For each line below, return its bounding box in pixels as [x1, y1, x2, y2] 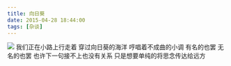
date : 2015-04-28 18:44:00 [7, 17, 86, 24]
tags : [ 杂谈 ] [7, 23, 43, 30]
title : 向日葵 [7, 10, 45, 17]
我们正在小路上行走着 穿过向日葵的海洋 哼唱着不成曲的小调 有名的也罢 [15, 43, 216, 51]
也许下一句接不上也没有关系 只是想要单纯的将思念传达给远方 [33, 51, 206, 60]
